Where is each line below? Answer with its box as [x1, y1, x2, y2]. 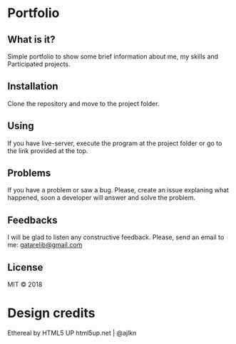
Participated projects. [7, 60, 71, 68]
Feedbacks [7, 214, 58, 226]
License [7, 261, 43, 273]
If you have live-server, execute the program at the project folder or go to [7, 139, 222, 147]
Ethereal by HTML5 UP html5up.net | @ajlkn [7, 329, 137, 337]
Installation [7, 80, 58, 93]
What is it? [7, 33, 56, 46]
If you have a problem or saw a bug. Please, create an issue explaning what [7, 186, 230, 194]
